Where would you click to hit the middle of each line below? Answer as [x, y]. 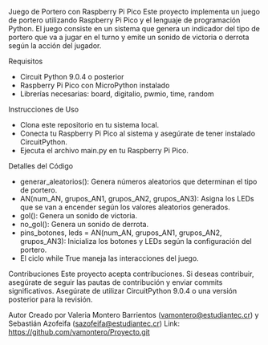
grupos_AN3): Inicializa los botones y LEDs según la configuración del [136, 241]
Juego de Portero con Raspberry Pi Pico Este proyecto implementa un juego [134, 12]
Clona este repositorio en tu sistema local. [89, 125]
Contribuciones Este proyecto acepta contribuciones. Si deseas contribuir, [131, 274]
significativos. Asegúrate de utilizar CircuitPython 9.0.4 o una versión [123, 291]
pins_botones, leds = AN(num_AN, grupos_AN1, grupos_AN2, [121, 233]
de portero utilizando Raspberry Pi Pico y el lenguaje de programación [124, 20]
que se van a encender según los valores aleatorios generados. [125, 207]
